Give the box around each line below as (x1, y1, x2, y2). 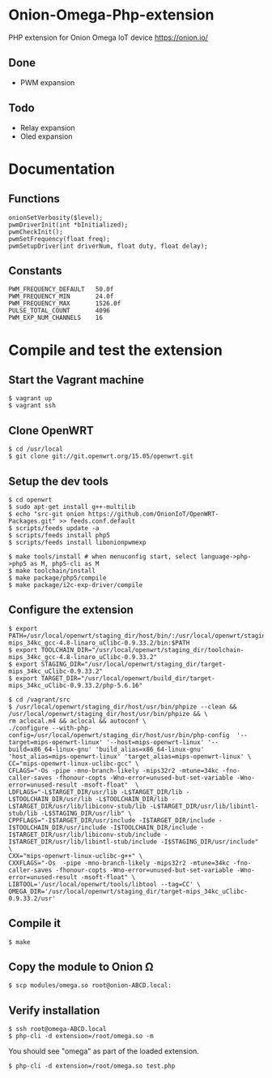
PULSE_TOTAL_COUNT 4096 (8, 307, 111, 315)
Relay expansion (19, 123, 75, 132)
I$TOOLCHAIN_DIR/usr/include (8, 823, 107, 831)
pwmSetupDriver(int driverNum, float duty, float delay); (8, 242, 208, 250)
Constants (8, 264, 62, 278)
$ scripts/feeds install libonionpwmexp (8, 538, 147, 546)
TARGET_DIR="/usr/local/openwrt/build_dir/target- (40, 674, 216, 683)
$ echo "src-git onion (8, 510, 85, 518)
